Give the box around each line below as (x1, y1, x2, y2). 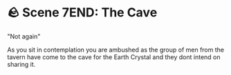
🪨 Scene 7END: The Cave (7, 5, 158, 21)
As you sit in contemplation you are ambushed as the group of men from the (7, 45, 225, 54)
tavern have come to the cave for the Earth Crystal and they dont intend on (7, 52, 221, 61)
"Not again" (7, 32, 41, 41)
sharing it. (7, 60, 36, 68)
